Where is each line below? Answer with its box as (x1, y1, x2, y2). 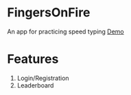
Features (7, 51, 59, 67)
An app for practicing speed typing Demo (7, 27, 125, 36)
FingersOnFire (7, 5, 91, 21)
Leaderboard (16, 81, 54, 90)
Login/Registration (16, 74, 70, 82)
